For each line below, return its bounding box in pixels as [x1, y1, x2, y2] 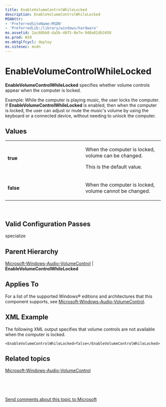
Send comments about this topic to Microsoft [5, 397, 97, 403]
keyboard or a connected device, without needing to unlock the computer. [5, 113, 156, 119]
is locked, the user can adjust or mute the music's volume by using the [5, 107, 149, 113]
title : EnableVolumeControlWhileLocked [5, 7, 87, 12]
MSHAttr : [5, 16, 23, 21]
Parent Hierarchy [5, 247, 58, 256]
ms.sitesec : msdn [5, 44, 41, 49]
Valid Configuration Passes [5, 219, 91, 228]
